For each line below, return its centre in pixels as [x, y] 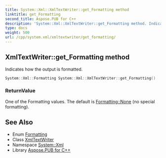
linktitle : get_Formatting [33, 14]
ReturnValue [20, 91]
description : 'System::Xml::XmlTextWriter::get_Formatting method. [76, 23]
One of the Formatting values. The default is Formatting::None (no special [80, 101]
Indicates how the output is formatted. [44, 69]
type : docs [16, 28]
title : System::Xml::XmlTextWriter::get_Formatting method [67, 10]
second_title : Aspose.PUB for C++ [41, 19]
